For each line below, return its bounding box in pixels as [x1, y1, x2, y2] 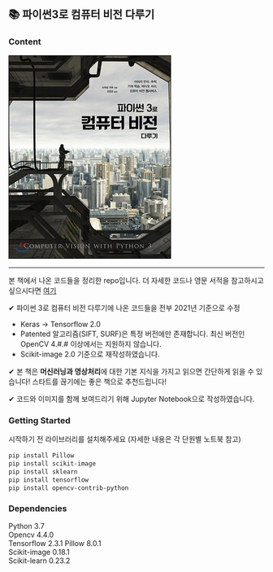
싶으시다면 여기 [8, 286, 57, 295]
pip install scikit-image [8, 459, 96, 468]
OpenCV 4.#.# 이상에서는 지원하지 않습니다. [19, 338, 162, 348]
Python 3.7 [8, 522, 45, 531]
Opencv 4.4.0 [8, 530, 54, 539]
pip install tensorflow [8, 475, 89, 484]
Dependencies [8, 503, 67, 514]
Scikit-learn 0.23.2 [8, 556, 71, 565]
